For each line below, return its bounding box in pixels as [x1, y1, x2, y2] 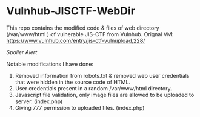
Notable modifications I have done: [6, 60, 94, 68]
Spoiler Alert [6, 48, 38, 55]
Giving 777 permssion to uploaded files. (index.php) [15, 104, 145, 111]
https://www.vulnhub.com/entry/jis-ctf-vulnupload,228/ [6, 37, 145, 44]
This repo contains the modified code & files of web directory [6, 24, 159, 31]
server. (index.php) [15, 98, 63, 105]
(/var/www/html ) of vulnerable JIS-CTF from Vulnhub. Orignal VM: [6, 30, 174, 37]
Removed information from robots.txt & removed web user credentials [15, 72, 190, 79]
